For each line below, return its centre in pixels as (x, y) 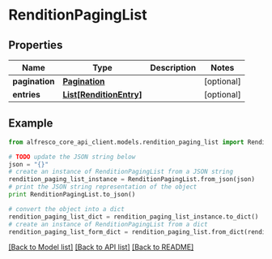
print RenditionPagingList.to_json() (72, 195)
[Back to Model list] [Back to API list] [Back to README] (101, 247)
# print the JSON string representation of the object (103, 187)
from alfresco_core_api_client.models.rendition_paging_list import (126, 142)
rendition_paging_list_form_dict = (68, 232)
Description (173, 68)
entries (26, 95)
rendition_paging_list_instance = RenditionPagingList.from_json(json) (132, 179)
